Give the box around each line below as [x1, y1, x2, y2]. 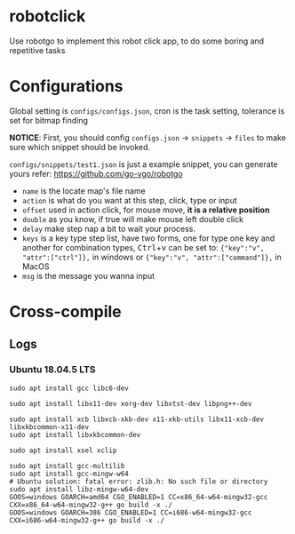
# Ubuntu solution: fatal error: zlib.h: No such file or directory [9, 477, 268, 486]
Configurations [9, 76, 124, 97]
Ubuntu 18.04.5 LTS [9, 363, 96, 376]
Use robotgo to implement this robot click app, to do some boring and [9, 36, 265, 46]
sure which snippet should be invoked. [9, 141, 151, 152]
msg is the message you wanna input [21, 270, 155, 281]
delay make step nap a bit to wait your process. [21, 223, 196, 234]
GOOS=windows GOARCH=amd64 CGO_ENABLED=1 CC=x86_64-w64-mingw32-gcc [9, 492, 268, 501]
